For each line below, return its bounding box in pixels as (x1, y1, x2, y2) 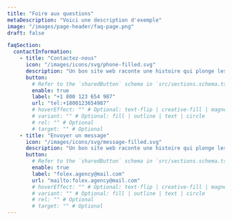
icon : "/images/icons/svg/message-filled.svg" (25, 138, 162, 145)
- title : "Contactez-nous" (19, 55, 97, 62)
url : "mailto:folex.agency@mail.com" (32, 177, 140, 184)
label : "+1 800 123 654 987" (32, 93, 116, 100)
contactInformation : (13, 48, 72, 55)
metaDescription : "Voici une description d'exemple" (7, 17, 162, 24)
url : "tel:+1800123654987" (32, 100, 110, 107)
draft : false (7, 29, 45, 37)
